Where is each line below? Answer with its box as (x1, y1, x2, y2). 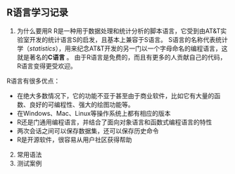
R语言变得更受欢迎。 (16, 62, 77, 70)
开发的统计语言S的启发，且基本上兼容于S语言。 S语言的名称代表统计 (29, 35, 228, 43)
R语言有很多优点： (6, 76, 61, 85)
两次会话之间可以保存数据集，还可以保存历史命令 (16, 126, 159, 135)
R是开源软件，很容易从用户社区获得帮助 (16, 135, 132, 144)
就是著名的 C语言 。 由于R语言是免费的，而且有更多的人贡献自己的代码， (16, 53, 227, 61)
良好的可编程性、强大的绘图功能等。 (29, 100, 134, 109)
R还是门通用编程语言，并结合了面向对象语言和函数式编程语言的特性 (16, 118, 212, 126)
